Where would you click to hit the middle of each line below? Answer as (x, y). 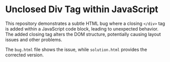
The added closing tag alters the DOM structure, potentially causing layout (83, 34)
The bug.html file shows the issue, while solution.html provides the (76, 49)
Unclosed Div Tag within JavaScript (82, 9)
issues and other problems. (34, 40)
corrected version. (25, 55)
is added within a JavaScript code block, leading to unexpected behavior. (82, 28)
